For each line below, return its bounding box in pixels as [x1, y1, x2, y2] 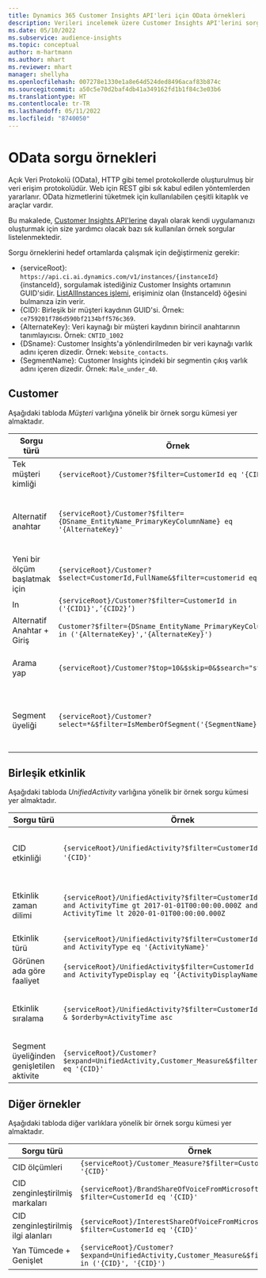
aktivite [12, 1071, 40, 1082]
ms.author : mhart [8, 56, 66, 64]
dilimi [12, 910, 32, 921]
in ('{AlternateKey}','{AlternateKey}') [58, 629, 213, 638]
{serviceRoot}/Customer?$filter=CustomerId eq [58, 470, 237, 479]
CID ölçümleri [12, 1162, 63, 1173]
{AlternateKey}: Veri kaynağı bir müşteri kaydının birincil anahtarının [19, 321, 240, 331]
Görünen [12, 956, 45, 967]
